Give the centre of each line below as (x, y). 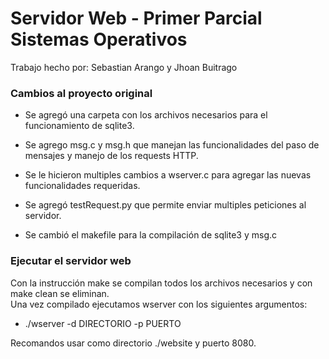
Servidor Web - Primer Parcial (136, 18)
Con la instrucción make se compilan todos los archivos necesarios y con (161, 283)
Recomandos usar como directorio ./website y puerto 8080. (133, 343)
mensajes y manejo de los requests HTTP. (111, 156)
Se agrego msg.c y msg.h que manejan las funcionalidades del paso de (172, 145)
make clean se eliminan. (60, 293)
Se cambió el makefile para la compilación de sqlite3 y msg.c (151, 235)
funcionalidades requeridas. (82, 186)
